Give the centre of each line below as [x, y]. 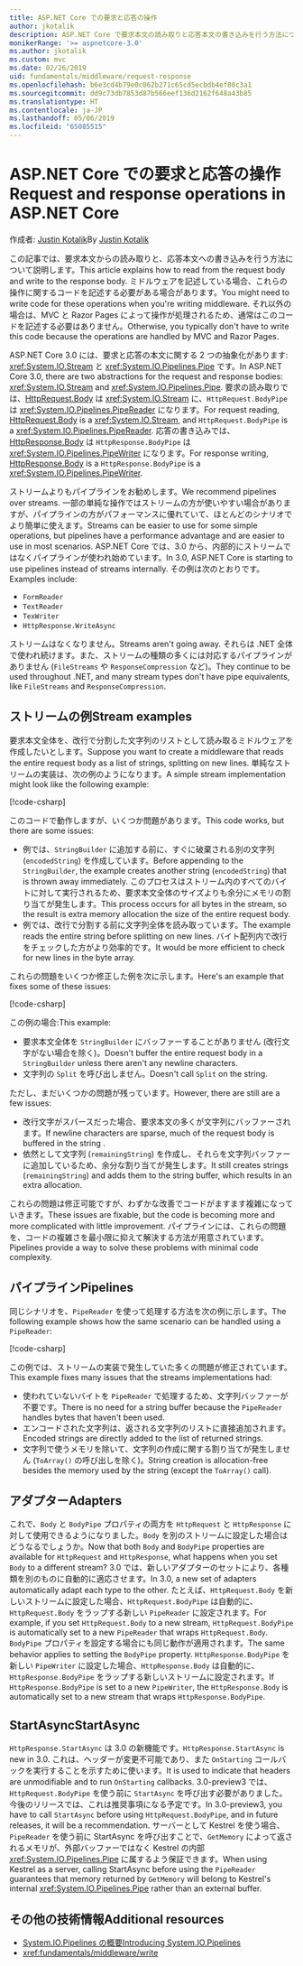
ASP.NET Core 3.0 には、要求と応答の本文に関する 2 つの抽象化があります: [149, 355]
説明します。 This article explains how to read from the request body [159, 269]
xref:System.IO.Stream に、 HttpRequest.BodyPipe [197, 398]
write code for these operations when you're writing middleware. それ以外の [151, 303]
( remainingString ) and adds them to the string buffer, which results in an [157, 1175]
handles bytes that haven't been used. [93, 1417]
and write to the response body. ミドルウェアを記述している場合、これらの [148, 281]
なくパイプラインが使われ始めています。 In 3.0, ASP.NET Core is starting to [155, 557]
